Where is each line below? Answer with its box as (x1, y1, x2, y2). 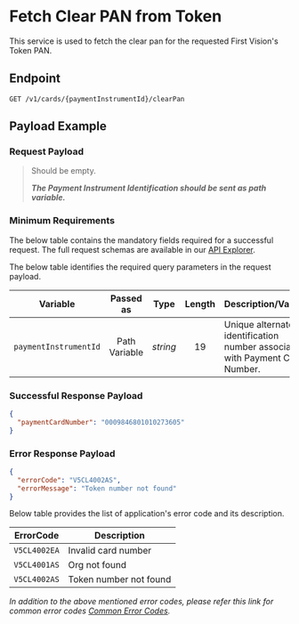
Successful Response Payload (9, 389, 143, 401)
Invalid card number (68, 545, 152, 557)
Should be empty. (30, 166, 96, 176)
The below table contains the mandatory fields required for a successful (9, 234, 274, 246)
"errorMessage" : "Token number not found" (17, 483, 177, 493)
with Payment (223, 352, 282, 364)
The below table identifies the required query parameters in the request (9, 261, 271, 272)
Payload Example (9, 118, 107, 134)
